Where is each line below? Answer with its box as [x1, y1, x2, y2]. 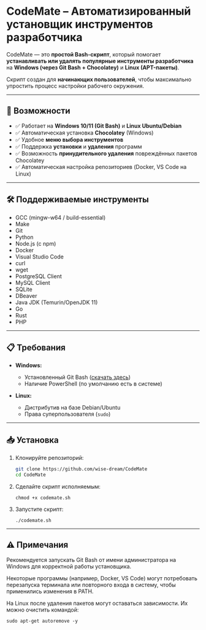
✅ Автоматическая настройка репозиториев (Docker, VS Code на [15, 163, 187, 170]
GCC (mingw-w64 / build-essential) [15, 214, 106, 221]
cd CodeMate [15, 472, 46, 478]
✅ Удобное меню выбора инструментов [15, 136, 124, 143]
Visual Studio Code [15, 253, 64, 260]
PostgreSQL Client [15, 272, 63, 280]
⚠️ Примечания [6, 540, 69, 550]
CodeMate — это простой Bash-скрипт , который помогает [6, 50, 161, 58]
